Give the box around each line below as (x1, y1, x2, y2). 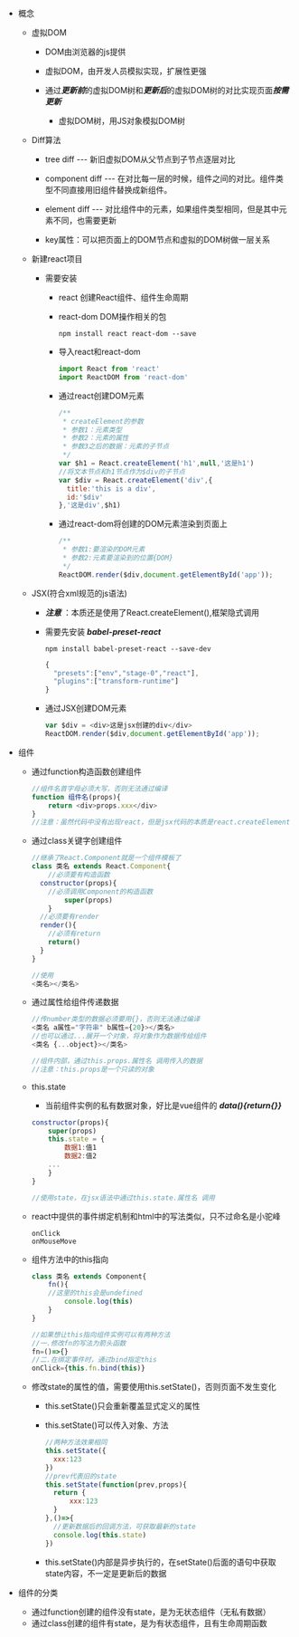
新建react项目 (31, 254, 83, 264)
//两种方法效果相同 (44, 1438, 107, 1447)
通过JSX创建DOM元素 (44, 703, 127, 713)
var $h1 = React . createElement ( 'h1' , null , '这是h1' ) (58, 459, 255, 468)
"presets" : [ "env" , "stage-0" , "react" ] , (52, 668, 200, 677)
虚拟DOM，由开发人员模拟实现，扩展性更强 (44, 66, 207, 76)
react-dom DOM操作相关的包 (58, 311, 167, 321)
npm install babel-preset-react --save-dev (44, 644, 211, 654)
